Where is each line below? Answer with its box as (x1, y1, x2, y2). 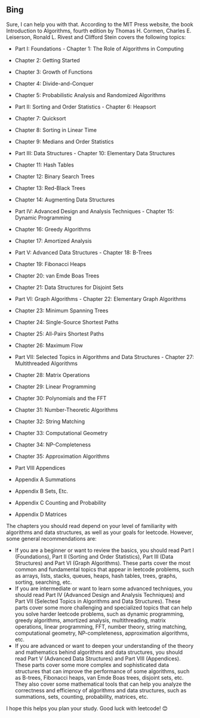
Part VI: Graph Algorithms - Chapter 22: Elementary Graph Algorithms (14, 295, 186, 302)
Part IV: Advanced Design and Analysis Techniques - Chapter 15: (14, 207, 174, 215)
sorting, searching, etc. (14, 578, 72, 586)
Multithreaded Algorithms (14, 360, 78, 367)
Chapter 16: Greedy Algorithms (14, 225, 91, 233)
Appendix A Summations (14, 476, 76, 483)
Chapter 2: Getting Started (14, 56, 81, 64)
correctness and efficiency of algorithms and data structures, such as (14, 686, 187, 694)
